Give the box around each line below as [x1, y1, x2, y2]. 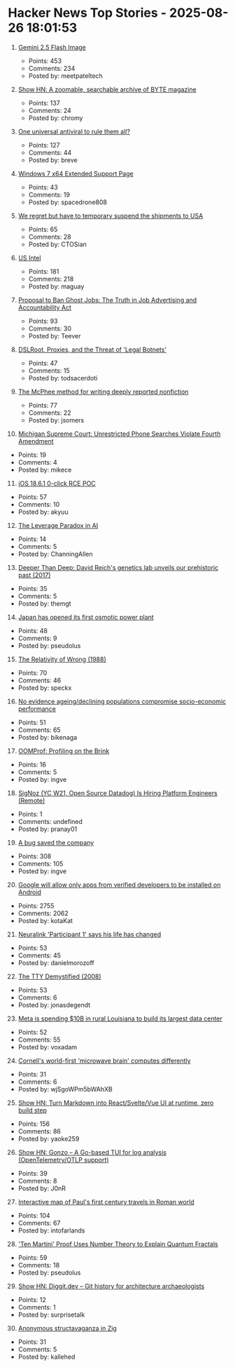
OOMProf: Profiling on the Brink [17, 746, 110, 755]
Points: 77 [28, 401, 58, 409]
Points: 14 [17, 535, 47, 543]
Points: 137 [28, 98, 60, 107]
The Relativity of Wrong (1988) [17, 655, 107, 663]
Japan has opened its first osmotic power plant [17, 613, 155, 621]
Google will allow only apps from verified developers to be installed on [17, 880, 221, 889]
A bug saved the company [17, 838, 94, 846]
